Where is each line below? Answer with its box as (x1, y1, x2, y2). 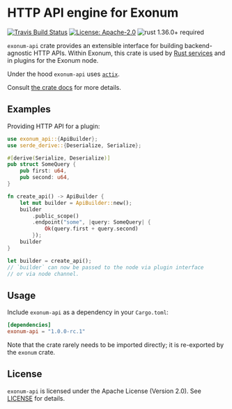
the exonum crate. (7, 348, 56, 356)
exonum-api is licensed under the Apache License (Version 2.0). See (7, 387, 202, 395)
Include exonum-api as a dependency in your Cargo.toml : (7, 308, 169, 316)
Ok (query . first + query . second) (44, 225, 139, 233)
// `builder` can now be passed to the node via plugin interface (7, 263, 204, 271)
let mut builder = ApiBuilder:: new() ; (20, 199, 132, 206)
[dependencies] (7, 322, 52, 329)
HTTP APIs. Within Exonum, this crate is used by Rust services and (33, 49, 226, 57)
